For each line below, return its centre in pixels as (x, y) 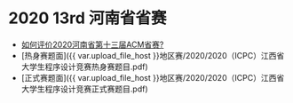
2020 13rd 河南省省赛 (87, 18)
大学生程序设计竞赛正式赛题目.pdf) (84, 89)
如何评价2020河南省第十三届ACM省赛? (92, 44)
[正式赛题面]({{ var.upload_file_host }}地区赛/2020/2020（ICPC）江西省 (153, 77)
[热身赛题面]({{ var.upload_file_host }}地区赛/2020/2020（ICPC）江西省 (153, 55)
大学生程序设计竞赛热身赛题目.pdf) (84, 67)
